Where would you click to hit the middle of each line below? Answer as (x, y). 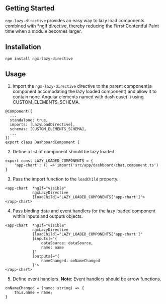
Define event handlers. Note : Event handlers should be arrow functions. (87, 279)
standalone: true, (29, 120)
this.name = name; (33, 293)
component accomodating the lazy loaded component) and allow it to (85, 92)
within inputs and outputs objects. (48, 216)
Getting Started (30, 8)
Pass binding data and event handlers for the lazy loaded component (84, 211)
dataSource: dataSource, (67, 243)
